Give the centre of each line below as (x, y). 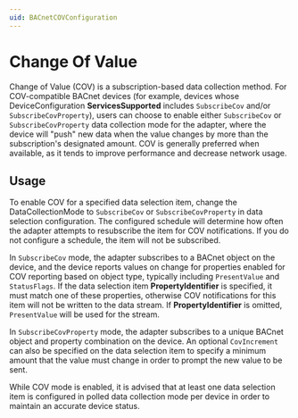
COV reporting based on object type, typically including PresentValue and (145, 277)
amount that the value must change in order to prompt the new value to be (146, 360)
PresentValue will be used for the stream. (85, 314)
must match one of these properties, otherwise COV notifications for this (143, 296)
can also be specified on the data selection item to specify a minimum (138, 351)
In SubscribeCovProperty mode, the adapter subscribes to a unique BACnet (146, 332)
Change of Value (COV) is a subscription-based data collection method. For (148, 87)
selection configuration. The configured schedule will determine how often (146, 222)
